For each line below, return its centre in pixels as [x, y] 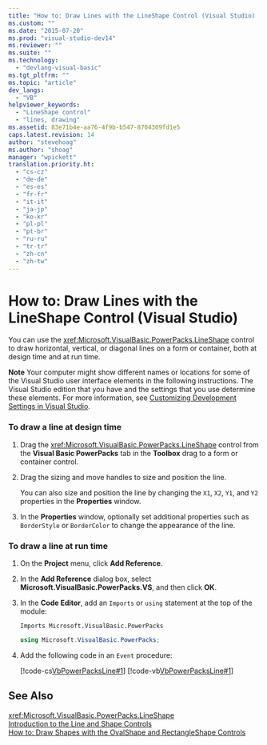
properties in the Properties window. [80, 501]
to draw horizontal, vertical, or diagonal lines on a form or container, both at [133, 348]
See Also [31, 696]
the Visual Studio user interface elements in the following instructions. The [131, 381]
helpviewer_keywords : [44, 105]
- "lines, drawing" [48, 120]
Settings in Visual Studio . [49, 407]
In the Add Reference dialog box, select [86, 579]
